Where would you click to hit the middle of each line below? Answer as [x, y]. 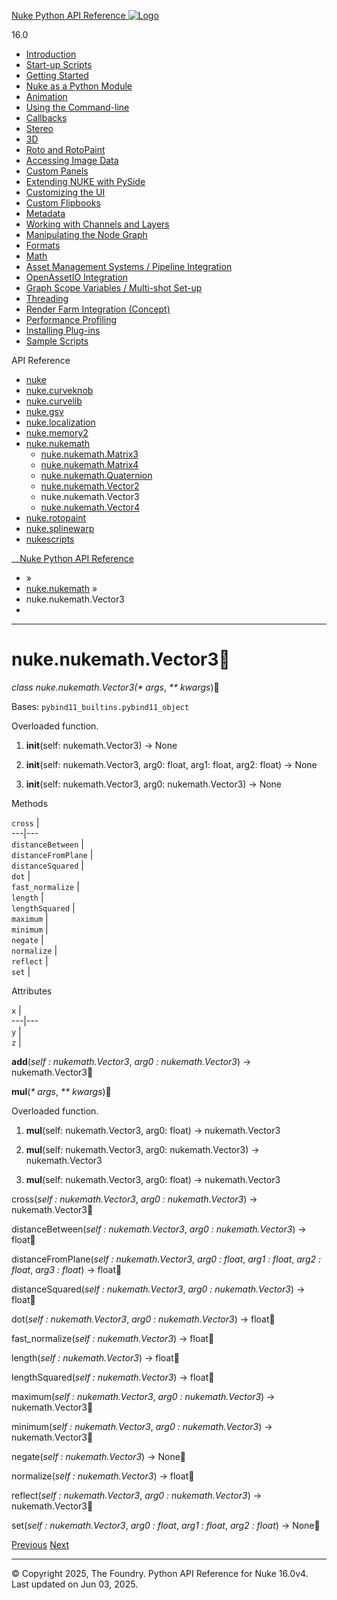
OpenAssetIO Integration [77, 277]
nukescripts [50, 539]
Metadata [45, 213]
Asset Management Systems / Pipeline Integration [129, 266]
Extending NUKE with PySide [85, 181]
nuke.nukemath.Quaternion [96, 475]
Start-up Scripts [59, 64]
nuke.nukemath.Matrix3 [89, 454]
